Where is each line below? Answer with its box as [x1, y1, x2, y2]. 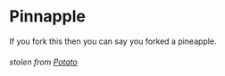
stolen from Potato [9, 56, 78, 67]
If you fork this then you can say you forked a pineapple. [9, 36, 217, 46]
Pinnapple [9, 6, 87, 27]
